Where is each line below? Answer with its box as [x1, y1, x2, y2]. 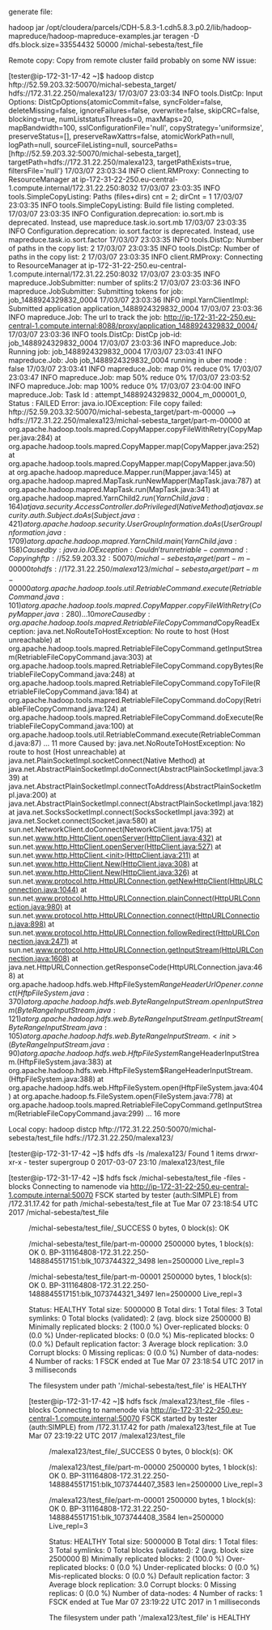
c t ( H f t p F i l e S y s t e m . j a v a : [8, 988, 89, 998]
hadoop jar [8, 23, 45, 32]
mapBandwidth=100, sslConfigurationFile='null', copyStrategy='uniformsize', [8, 123, 264, 132]
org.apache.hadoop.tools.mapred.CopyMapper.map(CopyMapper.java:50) [8, 459, 256, 468]
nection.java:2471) [8, 936, 70, 946]
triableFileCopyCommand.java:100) [8, 721, 125, 730]
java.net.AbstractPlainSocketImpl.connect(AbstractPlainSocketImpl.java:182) [8, 798, 264, 808]
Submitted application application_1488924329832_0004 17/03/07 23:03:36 [8, 304, 263, 313]
